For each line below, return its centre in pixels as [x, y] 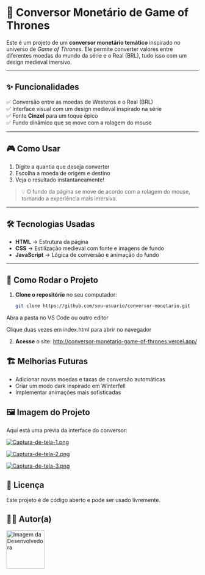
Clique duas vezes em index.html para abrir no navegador [79, 330]
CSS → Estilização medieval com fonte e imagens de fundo [90, 248]
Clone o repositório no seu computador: [66, 295]
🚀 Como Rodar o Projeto [52, 280]
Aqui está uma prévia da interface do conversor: [67, 430]
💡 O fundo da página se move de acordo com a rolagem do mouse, [106, 191]
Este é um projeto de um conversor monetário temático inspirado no [94, 42]
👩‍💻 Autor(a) [29, 519]
